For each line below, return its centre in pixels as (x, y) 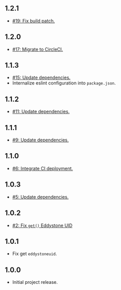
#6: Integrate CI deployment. (43, 168)
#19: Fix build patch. (33, 20)
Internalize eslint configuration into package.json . (64, 83)
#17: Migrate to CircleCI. (38, 49)
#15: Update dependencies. (41, 78)
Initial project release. (35, 282)
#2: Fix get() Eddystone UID (42, 225)
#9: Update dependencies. (41, 140)
